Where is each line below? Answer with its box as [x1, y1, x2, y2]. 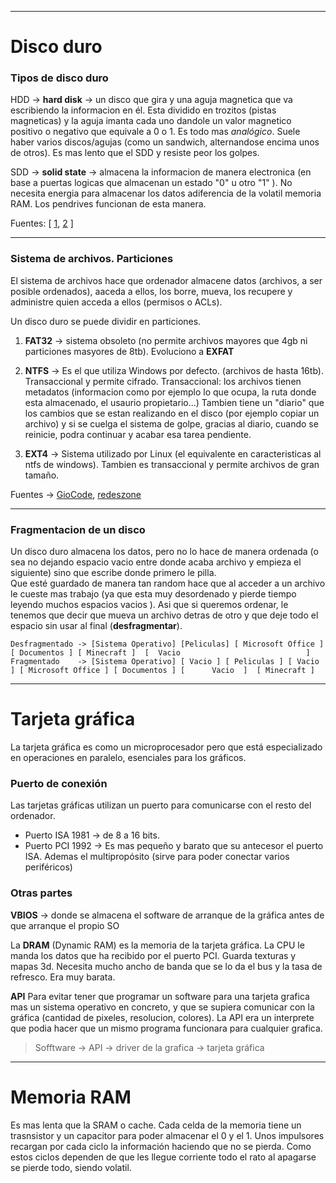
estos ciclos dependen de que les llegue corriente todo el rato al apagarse [10, 1151, 317, 1163]
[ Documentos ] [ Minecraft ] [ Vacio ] [10, 648, 311, 658]
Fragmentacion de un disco [10, 522, 146, 536]
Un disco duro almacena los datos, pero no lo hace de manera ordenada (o [10, 546, 319, 558]
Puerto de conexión [10, 776, 108, 790]
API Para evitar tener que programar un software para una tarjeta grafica [10, 990, 310, 1002]
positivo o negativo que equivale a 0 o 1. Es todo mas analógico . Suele [10, 126, 301, 138]
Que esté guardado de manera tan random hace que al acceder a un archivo [10, 577, 326, 590]
